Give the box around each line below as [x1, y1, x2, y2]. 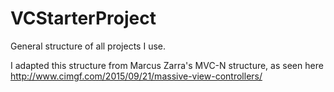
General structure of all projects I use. [10, 40, 166, 52]
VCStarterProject [10, 7, 157, 30]
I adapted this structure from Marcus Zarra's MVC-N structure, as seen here [10, 59, 324, 71]
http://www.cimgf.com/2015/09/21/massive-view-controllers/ [10, 70, 263, 82]
